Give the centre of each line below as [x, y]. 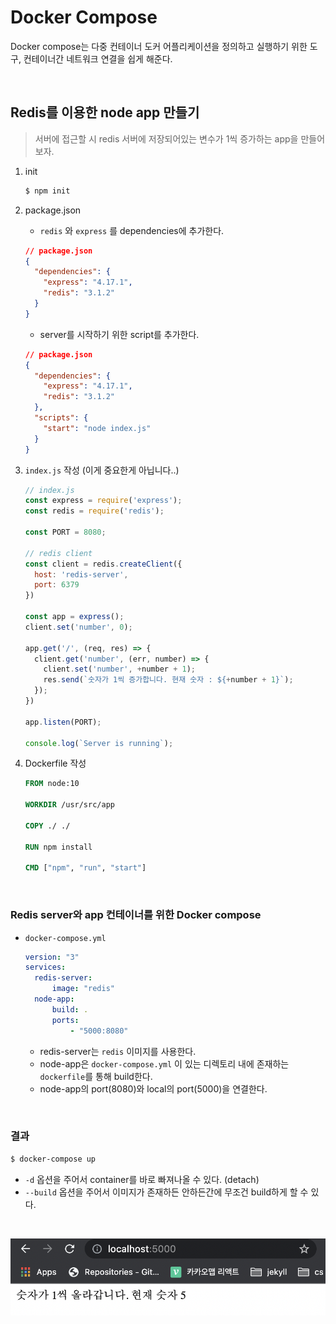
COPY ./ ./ [47, 826]
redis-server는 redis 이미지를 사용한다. [118, 1051]
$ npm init [47, 191]
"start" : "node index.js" [97, 428]
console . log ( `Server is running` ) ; [99, 743]
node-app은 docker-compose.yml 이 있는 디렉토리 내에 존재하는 [164, 1063]
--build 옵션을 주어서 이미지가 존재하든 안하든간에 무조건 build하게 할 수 [166, 1192]
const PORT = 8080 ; [65, 532]
